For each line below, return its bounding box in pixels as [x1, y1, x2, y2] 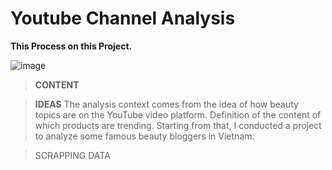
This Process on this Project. [10, 40, 133, 52]
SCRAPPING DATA [34, 149, 111, 161]
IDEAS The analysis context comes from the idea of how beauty [34, 98, 299, 110]
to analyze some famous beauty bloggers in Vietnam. [34, 130, 255, 142]
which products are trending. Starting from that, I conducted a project [34, 119, 322, 131]
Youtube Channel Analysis [10, 7, 236, 30]
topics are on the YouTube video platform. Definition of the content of [34, 108, 322, 121]
